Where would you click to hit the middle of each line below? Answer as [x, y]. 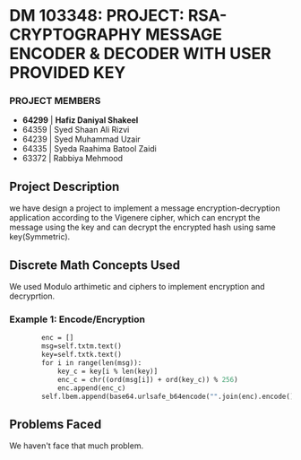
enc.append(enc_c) [91, 388]
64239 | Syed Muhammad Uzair [81, 139]
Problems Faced [56, 424]
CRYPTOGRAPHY [76, 35]
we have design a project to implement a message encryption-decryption [145, 208]
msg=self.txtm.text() [82, 346]
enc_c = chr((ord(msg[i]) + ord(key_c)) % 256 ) [148, 379]
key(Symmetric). [40, 237]
